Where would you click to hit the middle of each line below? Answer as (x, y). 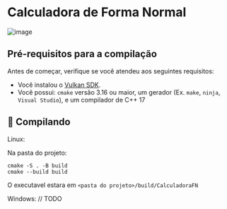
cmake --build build (38, 172)
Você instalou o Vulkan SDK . (59, 85)
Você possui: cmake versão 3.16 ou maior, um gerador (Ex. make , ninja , (119, 92)
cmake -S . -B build (38, 166)
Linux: (16, 139)
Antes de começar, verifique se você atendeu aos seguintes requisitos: (111, 71)
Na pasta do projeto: (37, 153)
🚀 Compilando (39, 122)
